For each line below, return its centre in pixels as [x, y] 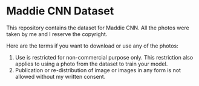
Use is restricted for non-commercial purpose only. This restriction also [104, 57]
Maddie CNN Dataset [60, 11]
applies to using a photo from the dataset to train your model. [91, 64]
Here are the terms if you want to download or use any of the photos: [92, 46]
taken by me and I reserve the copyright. [57, 34]
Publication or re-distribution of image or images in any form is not [98, 70]
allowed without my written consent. [60, 76]
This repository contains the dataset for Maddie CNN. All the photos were [98, 28]
